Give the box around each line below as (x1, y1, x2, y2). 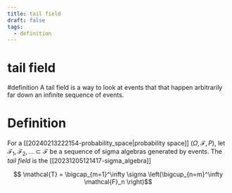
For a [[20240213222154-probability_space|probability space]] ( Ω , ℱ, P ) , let (7, 139, 226, 147)
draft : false (7, 17, 46, 24)
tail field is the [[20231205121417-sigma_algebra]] (7, 156, 151, 165)
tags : (7, 23, 23, 30)
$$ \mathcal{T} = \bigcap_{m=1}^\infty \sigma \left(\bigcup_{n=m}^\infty (13, 170, 224, 178)
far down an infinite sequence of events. (7, 91, 124, 99)
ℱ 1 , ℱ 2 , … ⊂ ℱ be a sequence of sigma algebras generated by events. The (7, 147, 223, 157)
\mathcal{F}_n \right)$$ (84, 177, 153, 186)
